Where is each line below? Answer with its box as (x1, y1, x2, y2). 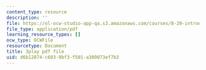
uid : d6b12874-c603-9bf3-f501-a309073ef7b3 (6, 54, 120, 60)
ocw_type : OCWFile (6, 37, 53, 43)
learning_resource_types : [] (6, 32, 81, 38)
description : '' (6, 15, 48, 21)
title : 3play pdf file (6, 49, 64, 55)
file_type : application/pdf (6, 26, 78, 32)
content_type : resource (6, 9, 67, 15)
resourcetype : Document (6, 43, 67, 49)
